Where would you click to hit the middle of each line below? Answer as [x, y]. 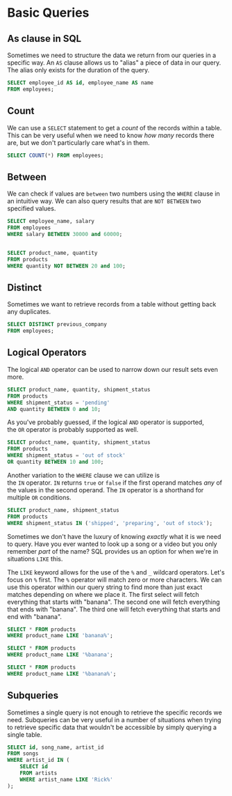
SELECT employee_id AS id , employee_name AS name [81, 83]
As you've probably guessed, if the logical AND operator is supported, [106, 422]
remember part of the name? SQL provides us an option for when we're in [113, 551]
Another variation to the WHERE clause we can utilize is [83, 475]
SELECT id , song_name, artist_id [56, 747]
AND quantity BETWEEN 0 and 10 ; [54, 409]
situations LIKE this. [35, 559]
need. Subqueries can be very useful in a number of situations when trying [114, 719]
